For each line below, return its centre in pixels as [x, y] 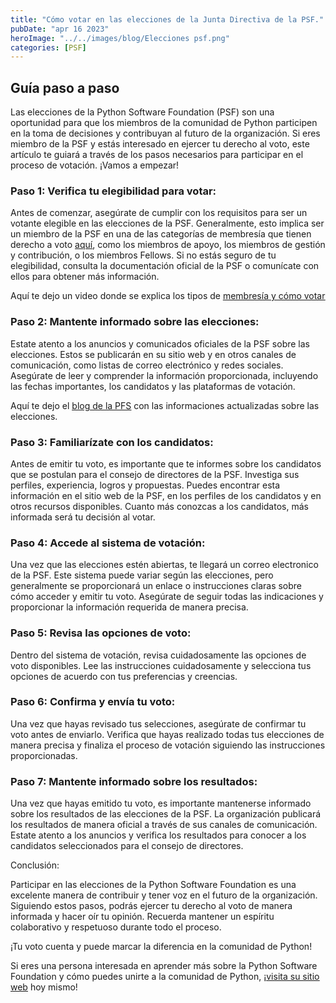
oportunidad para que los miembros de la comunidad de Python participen [164, 123]
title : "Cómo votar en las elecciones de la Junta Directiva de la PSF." [167, 19]
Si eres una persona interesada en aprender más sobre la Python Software [164, 966]
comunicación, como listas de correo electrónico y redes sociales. [147, 365]
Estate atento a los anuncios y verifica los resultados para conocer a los [158, 835]
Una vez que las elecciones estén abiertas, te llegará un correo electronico [164, 565]
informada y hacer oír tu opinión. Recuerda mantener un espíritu [142, 917]
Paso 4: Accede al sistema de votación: [108, 543]
